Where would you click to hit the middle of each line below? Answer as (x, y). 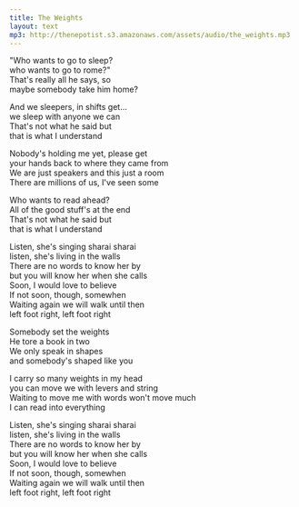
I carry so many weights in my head (76, 379)
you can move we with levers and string (84, 388)
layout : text (34, 26)
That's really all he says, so (60, 80)
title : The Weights (46, 18)
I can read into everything (58, 408)
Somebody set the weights (60, 332)
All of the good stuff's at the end (70, 210)
